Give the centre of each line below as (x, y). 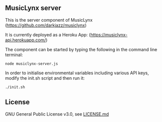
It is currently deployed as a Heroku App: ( (48, 34)
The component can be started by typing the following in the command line (81, 49)
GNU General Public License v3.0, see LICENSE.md (57, 114)
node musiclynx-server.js (31, 63)
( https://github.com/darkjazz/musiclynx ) (46, 25)
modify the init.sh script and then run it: (45, 78)
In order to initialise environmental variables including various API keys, (77, 73)
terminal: (14, 55)
